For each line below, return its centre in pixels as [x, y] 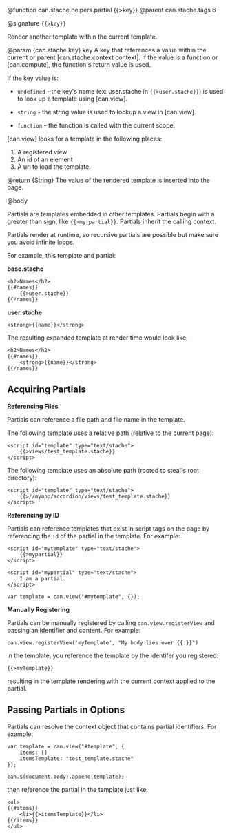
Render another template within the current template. [82, 37]
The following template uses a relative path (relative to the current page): [111, 433]
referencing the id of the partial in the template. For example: [94, 536]
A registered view [42, 152]
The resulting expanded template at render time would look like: [97, 338]
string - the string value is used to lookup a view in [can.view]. [106, 112]
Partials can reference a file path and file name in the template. [96, 419]
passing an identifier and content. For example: [74, 630]
